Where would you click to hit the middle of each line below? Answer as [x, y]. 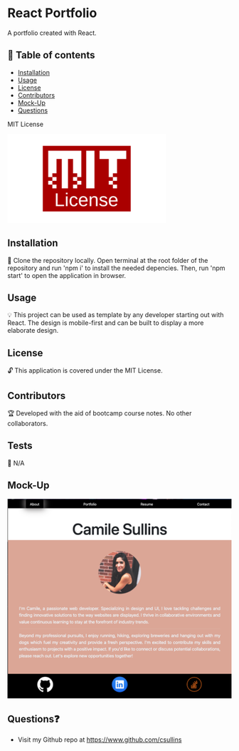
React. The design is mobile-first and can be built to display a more [106, 323]
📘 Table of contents [51, 55]
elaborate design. [33, 331]
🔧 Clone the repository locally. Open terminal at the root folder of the [108, 260]
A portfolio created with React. [52, 33]
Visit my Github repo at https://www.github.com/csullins [100, 740]
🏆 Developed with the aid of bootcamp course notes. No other [100, 413]
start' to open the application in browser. [67, 275]
